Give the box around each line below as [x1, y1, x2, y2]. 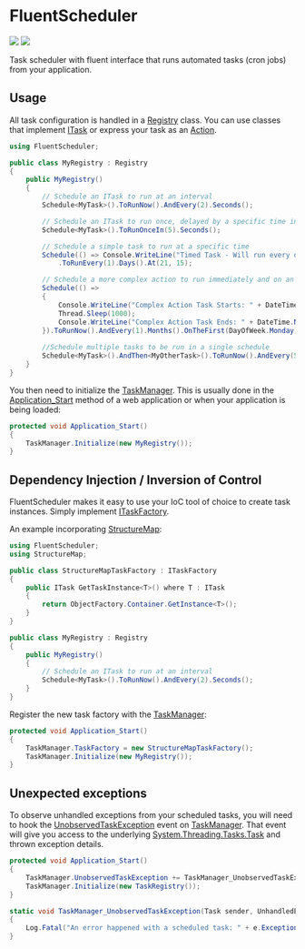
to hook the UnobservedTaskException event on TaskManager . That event [9, 820, 287, 831]
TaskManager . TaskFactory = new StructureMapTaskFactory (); [25, 743, 254, 752]
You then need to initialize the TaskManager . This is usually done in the [9, 384, 275, 396]
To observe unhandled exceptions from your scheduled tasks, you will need [9, 810, 293, 821]
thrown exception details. [9, 839, 104, 850]
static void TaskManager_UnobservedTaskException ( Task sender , [9, 906, 254, 915]
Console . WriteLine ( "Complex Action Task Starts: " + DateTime [57, 300, 299, 309]
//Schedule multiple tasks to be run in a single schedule [42, 343, 271, 352]
